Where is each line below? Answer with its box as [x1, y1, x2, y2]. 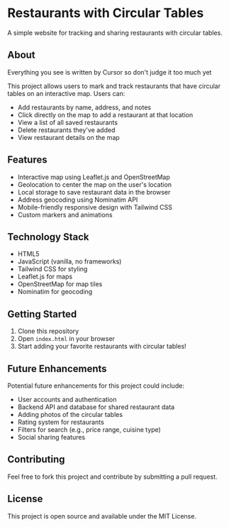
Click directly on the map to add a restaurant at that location [17, 110, 194, 119]
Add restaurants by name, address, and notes [17, 103, 151, 112]
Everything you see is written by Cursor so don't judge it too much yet [7, 67, 212, 76]
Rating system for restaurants [17, 418, 104, 426]
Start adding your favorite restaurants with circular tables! [17, 342, 186, 351]
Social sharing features [17, 433, 86, 441]
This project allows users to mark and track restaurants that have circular [7, 82, 221, 90]
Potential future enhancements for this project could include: [7, 381, 184, 390]
